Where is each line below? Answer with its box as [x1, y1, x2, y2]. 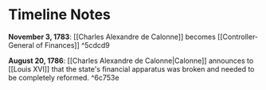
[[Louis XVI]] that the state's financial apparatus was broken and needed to [8, 64, 255, 73]
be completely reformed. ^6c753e [8, 72, 119, 82]
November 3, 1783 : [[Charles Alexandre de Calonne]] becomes [8, 32, 217, 41]
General [8, 40, 34, 49]
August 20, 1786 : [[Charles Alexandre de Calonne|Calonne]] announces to [8, 56, 254, 65]
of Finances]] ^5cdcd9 [35, 40, 110, 49]
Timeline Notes [8, 6, 111, 24]
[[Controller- [217, 32, 259, 41]
